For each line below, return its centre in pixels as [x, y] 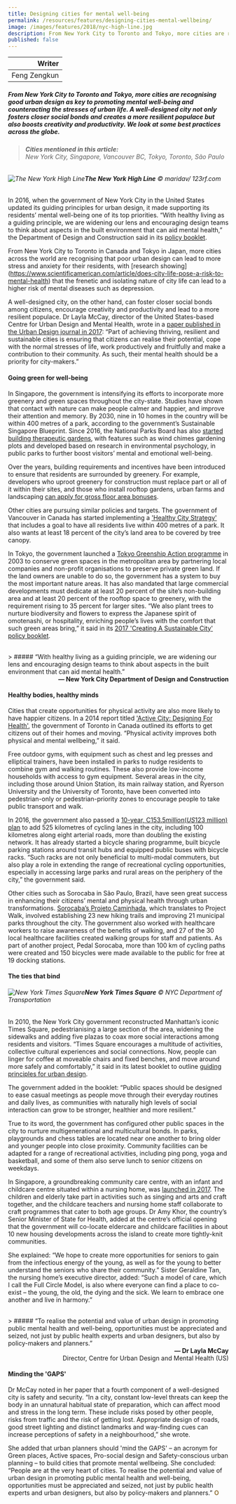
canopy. [20, 540]
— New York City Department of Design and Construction [143, 679]
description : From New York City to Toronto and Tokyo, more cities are [116, 33]
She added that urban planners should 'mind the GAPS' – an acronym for [113, 1448]
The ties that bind [34, 976]
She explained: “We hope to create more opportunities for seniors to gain [113, 1255]
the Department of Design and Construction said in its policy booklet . [107, 238]
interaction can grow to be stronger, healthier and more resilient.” [102, 1110]
